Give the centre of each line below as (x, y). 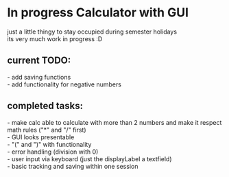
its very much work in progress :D (55, 38)
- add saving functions (39, 77)
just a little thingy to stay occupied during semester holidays (92, 32)
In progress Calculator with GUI (98, 13)
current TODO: (39, 61)
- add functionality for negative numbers (64, 84)
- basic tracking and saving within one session (73, 166)
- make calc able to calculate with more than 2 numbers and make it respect (114, 122)
